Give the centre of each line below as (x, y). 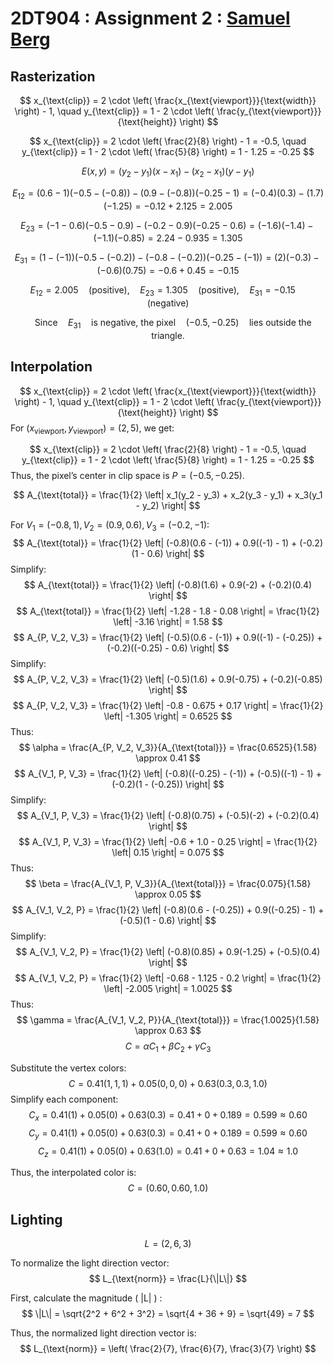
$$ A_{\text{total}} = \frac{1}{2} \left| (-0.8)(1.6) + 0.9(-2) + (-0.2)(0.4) (168, 585)
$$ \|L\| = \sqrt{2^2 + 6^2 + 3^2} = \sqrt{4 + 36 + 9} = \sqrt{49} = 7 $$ (168, 1314)
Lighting (36, 1219)
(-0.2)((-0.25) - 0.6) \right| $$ (168, 648)
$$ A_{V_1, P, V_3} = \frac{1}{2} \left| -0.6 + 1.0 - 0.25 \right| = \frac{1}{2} (168, 842)
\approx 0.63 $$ (168, 1031)
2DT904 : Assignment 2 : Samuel (150, 18)
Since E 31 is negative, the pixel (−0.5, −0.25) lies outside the (173, 323)
